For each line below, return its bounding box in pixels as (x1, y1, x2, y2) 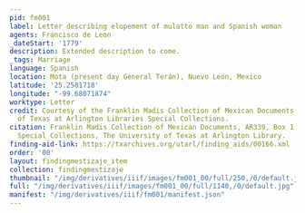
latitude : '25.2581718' (9, 81, 100, 90)
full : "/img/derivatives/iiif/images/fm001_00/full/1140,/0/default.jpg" (9, 182, 295, 191)
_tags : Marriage (9, 55, 71, 64)
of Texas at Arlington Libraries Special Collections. (17, 114, 230, 123)
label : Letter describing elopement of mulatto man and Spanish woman (9, 22, 282, 31)
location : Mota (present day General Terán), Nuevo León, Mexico (9, 73, 261, 82)
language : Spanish (9, 64, 79, 73)
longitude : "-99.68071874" (9, 89, 112, 98)
